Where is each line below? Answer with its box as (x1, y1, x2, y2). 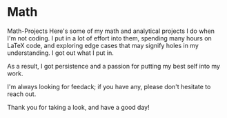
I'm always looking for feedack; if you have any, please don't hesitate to (7, 82, 211, 91)
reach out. (7, 90, 37, 98)
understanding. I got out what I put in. (7, 49, 114, 57)
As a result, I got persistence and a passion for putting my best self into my (7, 62, 221, 70)
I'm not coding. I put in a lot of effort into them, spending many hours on (7, 34, 212, 42)
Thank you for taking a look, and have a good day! (7, 103, 150, 111)
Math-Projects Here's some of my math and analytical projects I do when (7, 27, 215, 35)
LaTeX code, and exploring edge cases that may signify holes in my (7, 41, 199, 49)
